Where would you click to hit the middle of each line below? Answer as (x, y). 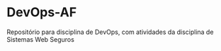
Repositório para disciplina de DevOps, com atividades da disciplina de (110, 32)
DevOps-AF (42, 12)
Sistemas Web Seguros (41, 39)
